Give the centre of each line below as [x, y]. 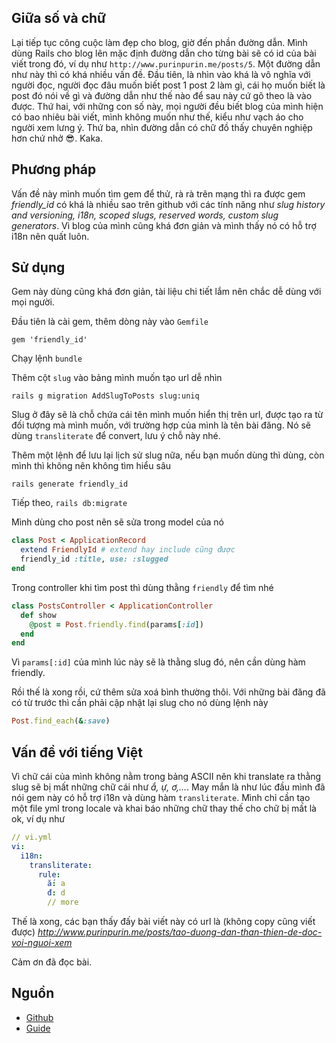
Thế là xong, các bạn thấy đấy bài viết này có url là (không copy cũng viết [163, 921]
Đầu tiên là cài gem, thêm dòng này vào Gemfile [110, 322]
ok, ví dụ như [38, 819]
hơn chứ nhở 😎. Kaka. [57, 138]
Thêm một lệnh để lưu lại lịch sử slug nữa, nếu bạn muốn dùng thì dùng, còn [168, 455]
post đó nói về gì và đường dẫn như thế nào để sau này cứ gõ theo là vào [162, 95]
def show [38, 615]
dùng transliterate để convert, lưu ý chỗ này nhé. [116, 436]
